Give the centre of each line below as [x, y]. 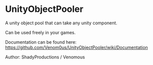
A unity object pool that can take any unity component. [61, 23]
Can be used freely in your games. [40, 32]
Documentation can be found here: [41, 42]
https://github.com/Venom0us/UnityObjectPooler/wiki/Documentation [76, 47]
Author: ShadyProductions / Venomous [45, 57]
